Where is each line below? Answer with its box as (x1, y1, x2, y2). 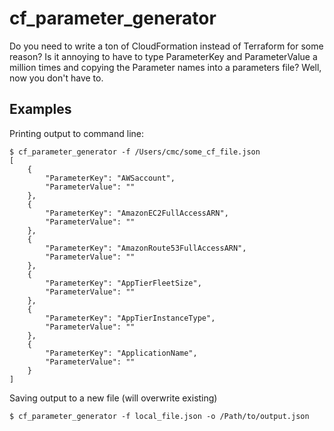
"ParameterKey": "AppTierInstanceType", (45, 313, 216, 323)
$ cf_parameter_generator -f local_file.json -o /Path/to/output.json (9, 411, 310, 421)
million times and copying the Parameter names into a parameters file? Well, (9, 61, 322, 73)
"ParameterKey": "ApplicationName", (45, 348, 198, 358)
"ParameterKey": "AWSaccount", (45, 173, 176, 183)
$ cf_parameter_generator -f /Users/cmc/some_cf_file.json (9, 147, 261, 157)
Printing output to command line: (9, 127, 144, 139)
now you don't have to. (9, 72, 104, 84)
